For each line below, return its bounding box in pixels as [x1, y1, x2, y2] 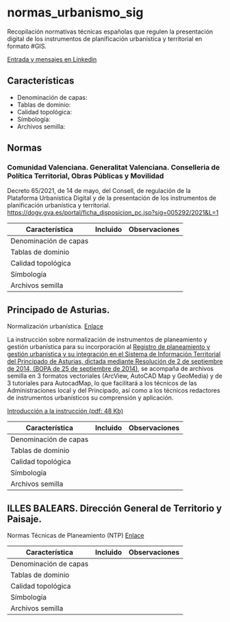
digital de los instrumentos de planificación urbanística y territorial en [7, 34, 203, 42]
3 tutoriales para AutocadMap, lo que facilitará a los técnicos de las [7, 379, 197, 387]
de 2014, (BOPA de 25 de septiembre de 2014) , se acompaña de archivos [7, 365, 214, 373]
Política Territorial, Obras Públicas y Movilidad [7, 171, 164, 181]
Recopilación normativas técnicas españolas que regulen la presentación [7, 27, 214, 36]
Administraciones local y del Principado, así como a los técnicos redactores [7, 387, 220, 395]
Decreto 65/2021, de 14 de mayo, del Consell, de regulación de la [7, 187, 191, 195]
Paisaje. [7, 513, 42, 525]
